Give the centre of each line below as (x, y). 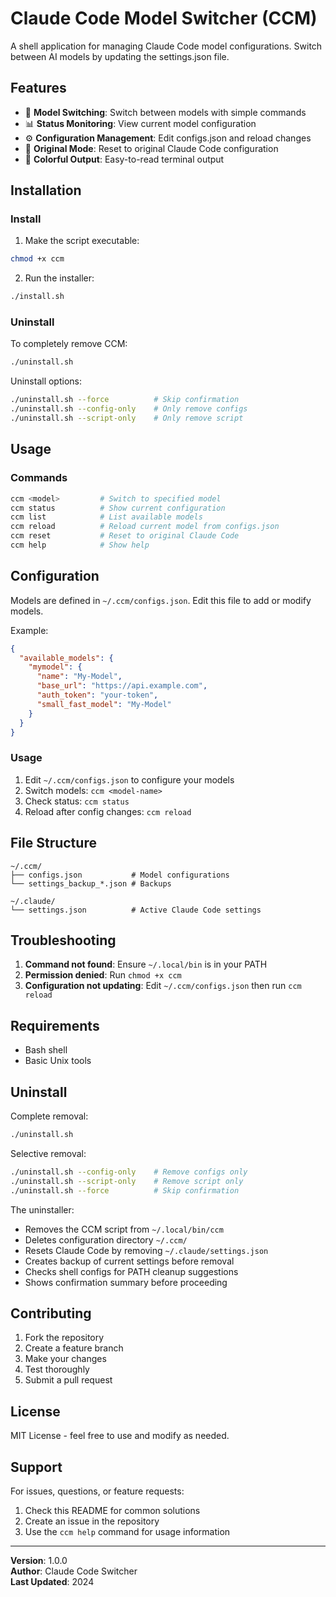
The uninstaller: (42, 1209)
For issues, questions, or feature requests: (97, 1491)
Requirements (55, 1025)
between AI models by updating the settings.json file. (120, 56)
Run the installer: (59, 278)
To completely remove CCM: (69, 344)
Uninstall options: (46, 381)
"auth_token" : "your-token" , (97, 695)
